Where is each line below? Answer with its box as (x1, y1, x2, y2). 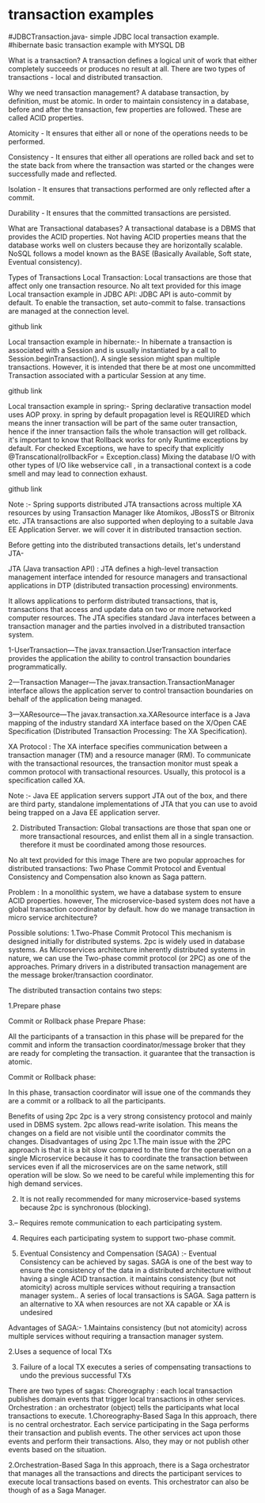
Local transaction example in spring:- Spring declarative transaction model (8, 401, 252, 411)
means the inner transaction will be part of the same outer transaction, (8, 418, 238, 427)
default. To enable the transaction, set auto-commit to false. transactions (8, 297, 246, 307)
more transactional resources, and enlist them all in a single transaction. (19, 831, 255, 841)
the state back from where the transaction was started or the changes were (8, 160, 255, 170)
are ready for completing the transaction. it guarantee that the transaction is (8, 1048, 256, 1057)
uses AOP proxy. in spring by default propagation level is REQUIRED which (8, 410, 251, 419)
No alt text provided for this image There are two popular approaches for (8, 855, 245, 865)
